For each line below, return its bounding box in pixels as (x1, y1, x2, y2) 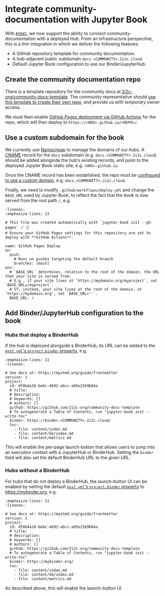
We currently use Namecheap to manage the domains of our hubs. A (5, 147, 145, 152)
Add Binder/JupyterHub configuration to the (5, 308, 144, 317)
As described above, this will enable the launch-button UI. (5, 585, 123, 591)
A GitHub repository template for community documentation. (12, 50, 135, 56)
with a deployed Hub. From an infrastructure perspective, (36, 36, 153, 42)
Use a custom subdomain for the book (5, 134, 125, 142)
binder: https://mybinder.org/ (9, 559, 74, 564)
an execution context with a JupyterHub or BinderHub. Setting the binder (5, 449, 154, 455)
